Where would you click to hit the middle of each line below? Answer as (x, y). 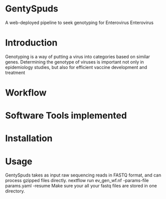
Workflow (26, 93)
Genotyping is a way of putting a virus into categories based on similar (78, 56)
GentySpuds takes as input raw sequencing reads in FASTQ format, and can (83, 175)
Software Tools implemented (66, 116)
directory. (15, 191)
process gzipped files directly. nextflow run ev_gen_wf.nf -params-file (77, 180)
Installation (29, 138)
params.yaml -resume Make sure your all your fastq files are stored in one (81, 186)
